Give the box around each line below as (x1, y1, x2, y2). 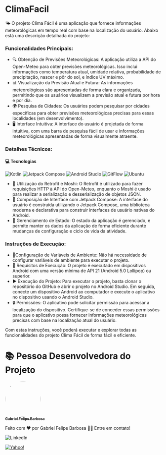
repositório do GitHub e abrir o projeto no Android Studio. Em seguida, (12, 284, 156, 289)
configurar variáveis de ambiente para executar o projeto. (12, 257, 130, 263)
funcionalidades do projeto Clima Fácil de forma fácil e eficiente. (5, 332, 136, 338)
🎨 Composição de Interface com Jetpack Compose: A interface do (12, 197, 148, 203)
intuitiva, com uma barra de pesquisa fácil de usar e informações (12, 128, 145, 134)
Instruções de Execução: (5, 240, 66, 247)
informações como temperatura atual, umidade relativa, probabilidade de (12, 69, 161, 75)
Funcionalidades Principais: (5, 45, 74, 52)
